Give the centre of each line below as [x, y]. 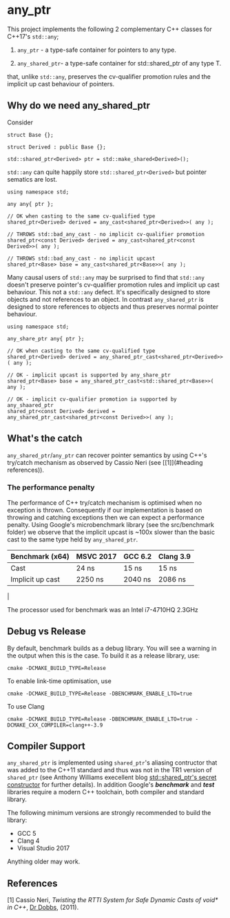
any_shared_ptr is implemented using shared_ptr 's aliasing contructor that [112, 763]
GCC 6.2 [138, 556]
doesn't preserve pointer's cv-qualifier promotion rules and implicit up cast [113, 285]
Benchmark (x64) [40, 556]
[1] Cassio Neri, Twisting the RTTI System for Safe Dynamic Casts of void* [113, 900]
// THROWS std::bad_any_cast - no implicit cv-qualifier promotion [106, 234]
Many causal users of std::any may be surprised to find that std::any [106, 277]
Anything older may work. [44, 861]
